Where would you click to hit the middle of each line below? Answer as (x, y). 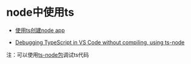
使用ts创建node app (40, 30)
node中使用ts (40, 12)
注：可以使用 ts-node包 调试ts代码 (48, 54)
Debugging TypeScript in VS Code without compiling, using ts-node (100, 42)
